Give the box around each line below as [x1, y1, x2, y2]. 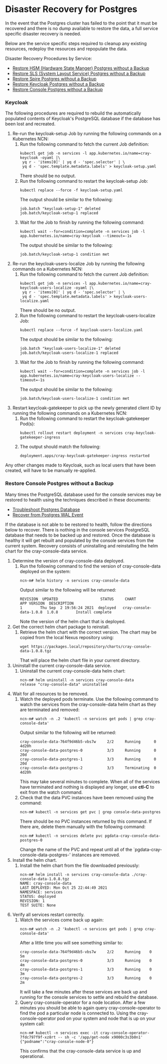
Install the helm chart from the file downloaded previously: [19, 862, 140, 868]
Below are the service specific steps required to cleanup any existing [5, 40, 147, 46]
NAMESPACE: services [19, 889, 63, 894]
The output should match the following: [19, 444, 101, 450]
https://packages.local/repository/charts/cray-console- [31, 644, 152, 649]
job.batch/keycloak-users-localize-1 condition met [19, 396, 130, 401]
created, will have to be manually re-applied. [5, 467, 97, 473]
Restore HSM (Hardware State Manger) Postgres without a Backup [12, 65, 150, 71]
